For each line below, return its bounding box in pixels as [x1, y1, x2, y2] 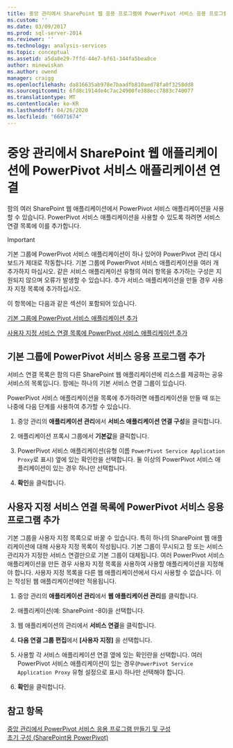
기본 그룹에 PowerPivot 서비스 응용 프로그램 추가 [7, 351, 206, 363]
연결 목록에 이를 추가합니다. [7, 221, 82, 229]
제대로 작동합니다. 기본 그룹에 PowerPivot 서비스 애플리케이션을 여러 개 [25, 258, 219, 267]
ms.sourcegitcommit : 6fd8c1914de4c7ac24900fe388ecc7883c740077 [7, 87, 194, 94]
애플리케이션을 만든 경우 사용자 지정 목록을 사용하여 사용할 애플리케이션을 [7, 559, 206, 568]
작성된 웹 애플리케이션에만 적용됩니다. [14, 577, 116, 586]
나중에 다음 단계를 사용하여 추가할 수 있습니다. [7, 403, 132, 411]
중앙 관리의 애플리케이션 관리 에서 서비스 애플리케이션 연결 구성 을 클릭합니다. [17, 417, 222, 426]
